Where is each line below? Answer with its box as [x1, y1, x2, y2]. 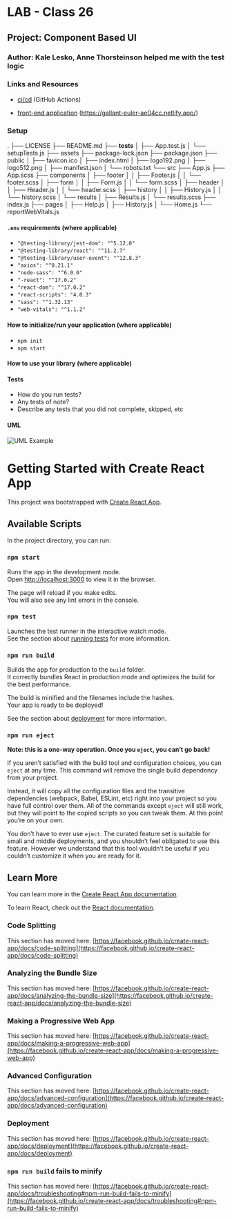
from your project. [7, 773, 59, 782]
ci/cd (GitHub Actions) [17, 95, 81, 104]
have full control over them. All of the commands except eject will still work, [7, 802, 224, 810]
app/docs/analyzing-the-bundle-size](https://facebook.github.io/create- [7, 991, 214, 999]
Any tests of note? [17, 398, 70, 406]
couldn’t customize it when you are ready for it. [7, 851, 142, 860]
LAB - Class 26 [7, 4, 94, 20]
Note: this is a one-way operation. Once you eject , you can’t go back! [7, 746, 211, 754]
